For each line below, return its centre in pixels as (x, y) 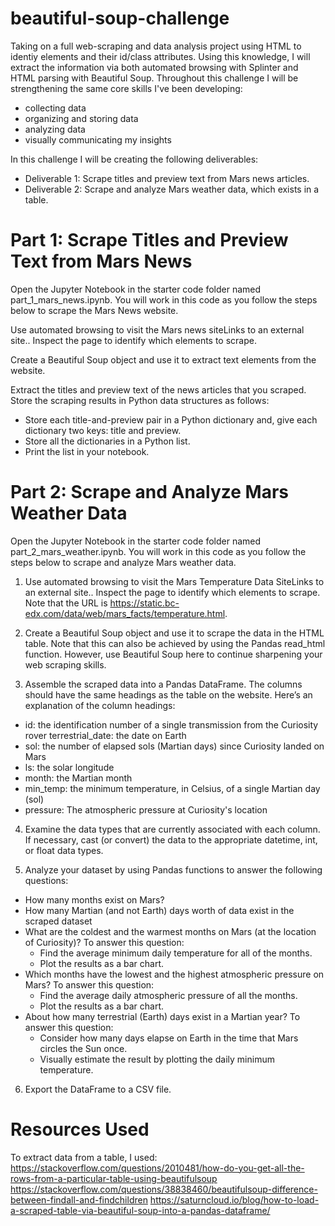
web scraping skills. (65, 664)
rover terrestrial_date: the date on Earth (105, 735)
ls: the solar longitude (69, 767)
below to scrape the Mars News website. (94, 310)
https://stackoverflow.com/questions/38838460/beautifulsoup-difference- (164, 1189)
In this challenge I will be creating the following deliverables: (134, 159)
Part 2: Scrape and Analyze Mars (150, 492)
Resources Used (80, 1129)
